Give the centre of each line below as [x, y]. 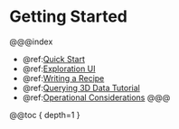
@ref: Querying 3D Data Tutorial [81, 88]
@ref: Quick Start [54, 59]
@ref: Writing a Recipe [63, 78]
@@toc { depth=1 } [45, 115]
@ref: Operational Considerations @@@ [96, 97]
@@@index [31, 41]
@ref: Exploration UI [59, 69]
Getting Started [69, 17]
